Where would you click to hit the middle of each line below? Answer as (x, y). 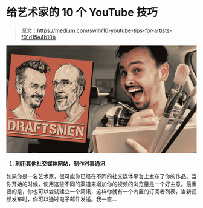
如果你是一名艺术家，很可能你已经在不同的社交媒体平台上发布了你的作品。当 (101, 176)
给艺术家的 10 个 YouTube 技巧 (82, 12)
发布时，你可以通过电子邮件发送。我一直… (64, 199)
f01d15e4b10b (38, 37)
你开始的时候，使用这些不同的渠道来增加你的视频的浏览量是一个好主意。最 (99, 184)
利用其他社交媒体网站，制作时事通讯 (60, 164)
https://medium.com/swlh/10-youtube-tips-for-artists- (105, 30)
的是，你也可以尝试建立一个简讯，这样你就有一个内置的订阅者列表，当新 (101, 192)
